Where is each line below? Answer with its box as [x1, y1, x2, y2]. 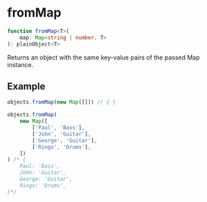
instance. [7, 60, 34, 68]
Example [7, 80, 46, 92]
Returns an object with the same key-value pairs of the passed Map [7, 53, 200, 62]
